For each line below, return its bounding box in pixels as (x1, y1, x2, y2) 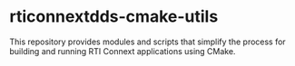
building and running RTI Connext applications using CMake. (9, 45, 236, 56)
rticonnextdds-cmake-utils (9, 6, 219, 27)
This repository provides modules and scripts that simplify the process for (9, 36, 286, 47)
